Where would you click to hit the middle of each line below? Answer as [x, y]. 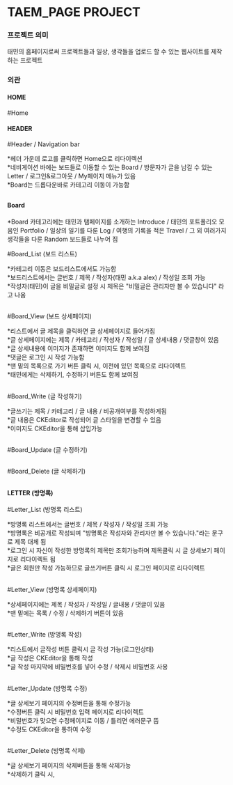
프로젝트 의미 [28, 36]
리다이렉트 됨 [38, 559]
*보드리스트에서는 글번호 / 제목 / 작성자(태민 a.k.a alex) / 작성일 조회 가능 [106, 277]
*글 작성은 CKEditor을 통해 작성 [50, 658]
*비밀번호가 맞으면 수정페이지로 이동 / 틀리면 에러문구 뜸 [83, 720]
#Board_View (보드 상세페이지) [49, 316]
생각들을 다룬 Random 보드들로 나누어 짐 [63, 239]
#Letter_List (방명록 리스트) [45, 510]
